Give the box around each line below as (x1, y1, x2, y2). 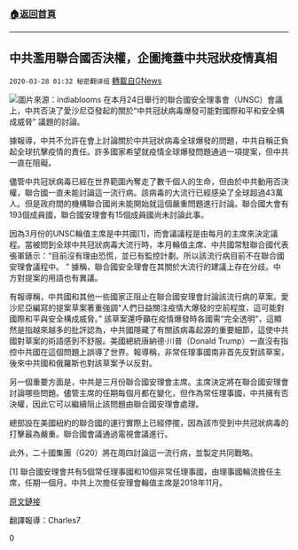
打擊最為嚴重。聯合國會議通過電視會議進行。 (9, 429, 173, 439)
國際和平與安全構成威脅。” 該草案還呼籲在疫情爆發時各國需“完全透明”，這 (9, 314, 275, 324)
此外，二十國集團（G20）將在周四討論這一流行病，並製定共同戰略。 (9, 447, 258, 458)
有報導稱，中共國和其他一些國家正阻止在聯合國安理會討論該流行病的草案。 (9, 291, 281, 302)
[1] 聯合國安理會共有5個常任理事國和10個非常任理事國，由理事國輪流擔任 (9, 467, 274, 477)
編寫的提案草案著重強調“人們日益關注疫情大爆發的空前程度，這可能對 (32, 303, 286, 314)
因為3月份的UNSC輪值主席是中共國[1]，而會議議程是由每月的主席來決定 (9, 229, 271, 239)
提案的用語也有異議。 (24, 273, 103, 283)
